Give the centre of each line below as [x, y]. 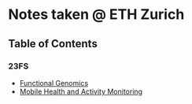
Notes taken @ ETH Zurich [96, 15]
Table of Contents [53, 44]
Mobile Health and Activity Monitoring [81, 91]
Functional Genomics [54, 83]
